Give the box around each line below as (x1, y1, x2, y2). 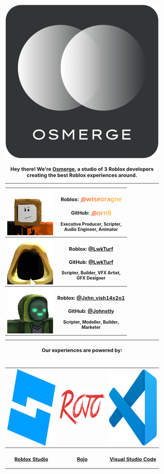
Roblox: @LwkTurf (69, 245, 114, 252)
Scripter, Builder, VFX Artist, (61, 270, 121, 276)
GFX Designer (76, 275, 106, 281)
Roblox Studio (14, 455, 49, 462)
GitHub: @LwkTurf (68, 259, 114, 265)
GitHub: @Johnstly (68, 308, 114, 315)
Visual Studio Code (109, 455, 157, 462)
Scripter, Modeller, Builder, (63, 319, 119, 325)
